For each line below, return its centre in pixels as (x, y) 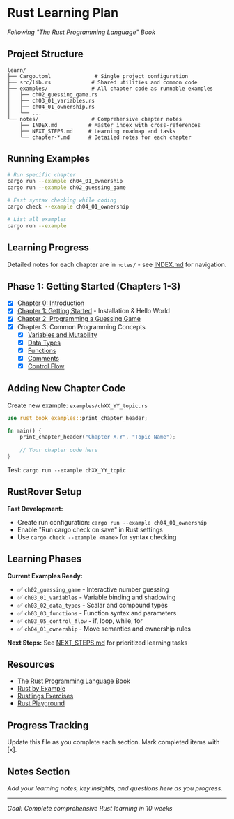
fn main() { (24, 430)
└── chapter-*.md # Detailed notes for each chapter (106, 137)
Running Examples (49, 159)
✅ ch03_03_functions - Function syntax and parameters (97, 613)
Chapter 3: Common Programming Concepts (81, 326)
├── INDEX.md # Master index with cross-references (110, 125)
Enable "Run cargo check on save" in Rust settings (90, 529)
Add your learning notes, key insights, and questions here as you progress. (115, 788)
